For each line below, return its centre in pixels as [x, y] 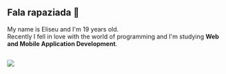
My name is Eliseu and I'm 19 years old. [63, 29]
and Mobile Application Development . [62, 44]
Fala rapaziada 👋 [43, 13]
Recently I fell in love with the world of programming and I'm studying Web [113, 36]
